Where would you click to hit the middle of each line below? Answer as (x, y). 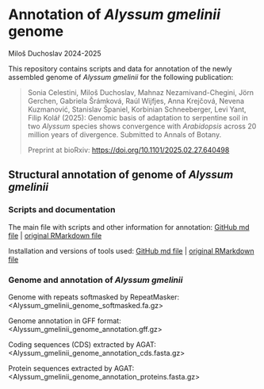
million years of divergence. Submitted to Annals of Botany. (124, 134)
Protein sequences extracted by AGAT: (71, 368)
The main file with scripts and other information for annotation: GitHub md (129, 227)
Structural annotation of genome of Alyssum (121, 175)
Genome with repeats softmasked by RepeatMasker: (94, 297)
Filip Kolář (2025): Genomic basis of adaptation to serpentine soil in (138, 117)
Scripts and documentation (62, 210)
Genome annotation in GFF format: (65, 320)
